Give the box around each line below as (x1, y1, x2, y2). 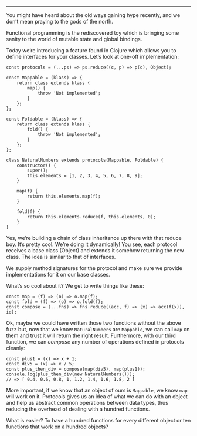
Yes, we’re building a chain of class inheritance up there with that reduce (6, 235, 182, 241)
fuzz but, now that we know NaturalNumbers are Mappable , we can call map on (6, 326, 190, 332)
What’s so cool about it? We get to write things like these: (6, 282, 145, 289)
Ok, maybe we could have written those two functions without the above (6, 319, 181, 327)
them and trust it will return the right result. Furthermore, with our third (6, 332, 176, 339)
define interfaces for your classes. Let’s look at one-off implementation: (6, 54, 179, 60)
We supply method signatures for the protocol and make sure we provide (6, 265, 183, 271)
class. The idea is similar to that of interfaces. (6, 254, 116, 260)
